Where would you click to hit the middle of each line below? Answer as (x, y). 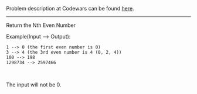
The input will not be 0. (34, 85)
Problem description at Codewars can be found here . (70, 8)
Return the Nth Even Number (41, 25)
